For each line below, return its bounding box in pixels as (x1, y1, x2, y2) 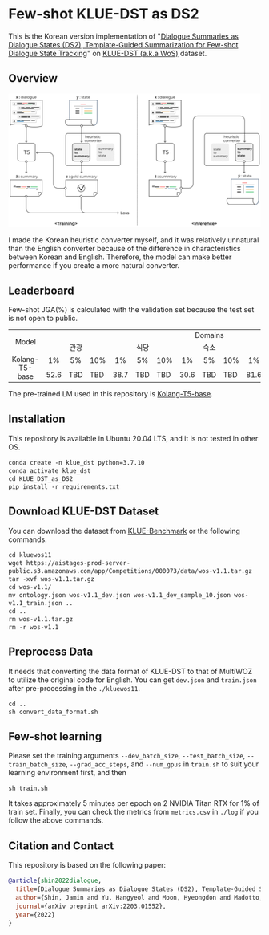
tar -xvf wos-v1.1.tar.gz (8, 575, 94, 583)
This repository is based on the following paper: (8, 860, 167, 870)
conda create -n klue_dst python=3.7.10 (8, 458, 146, 466)
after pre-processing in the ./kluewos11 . (8, 683, 141, 693)
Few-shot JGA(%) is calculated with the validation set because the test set (8, 305, 255, 315)
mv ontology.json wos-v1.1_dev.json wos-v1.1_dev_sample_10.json (8, 591, 231, 599)
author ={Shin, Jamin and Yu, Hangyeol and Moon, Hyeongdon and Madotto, (15, 893, 263, 901)
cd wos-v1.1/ (8, 583, 52, 591)
